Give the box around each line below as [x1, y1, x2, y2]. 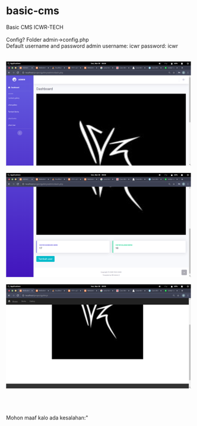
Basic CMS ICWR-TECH [6, 24, 63, 31]
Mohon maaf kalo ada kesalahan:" [6, 414, 89, 421]
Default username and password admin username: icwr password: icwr [6, 42, 178, 49]
